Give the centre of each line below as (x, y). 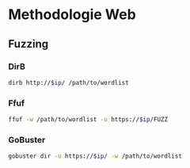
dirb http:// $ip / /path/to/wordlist (68, 82)
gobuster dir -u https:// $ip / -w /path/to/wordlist (95, 156)
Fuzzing (28, 44)
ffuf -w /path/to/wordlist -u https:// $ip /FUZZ (88, 120)
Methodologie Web (72, 15)
